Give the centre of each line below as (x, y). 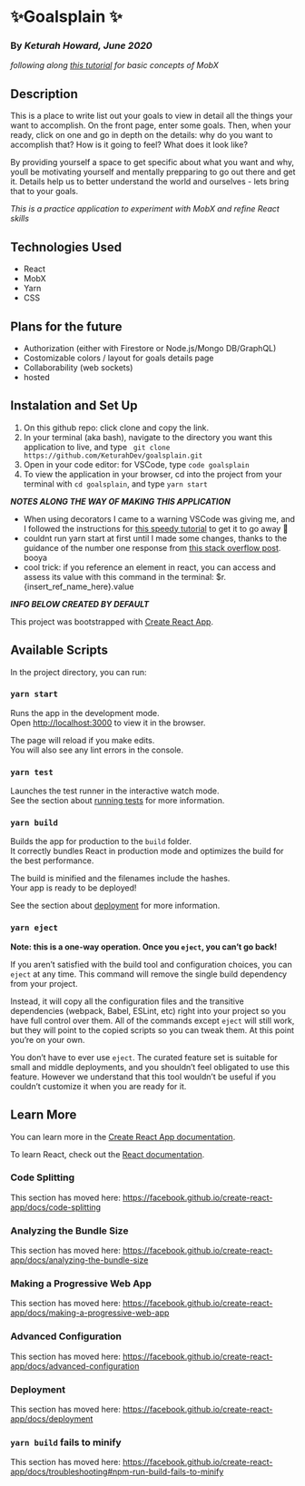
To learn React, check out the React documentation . (108, 1154)
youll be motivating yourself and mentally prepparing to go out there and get (153, 172)
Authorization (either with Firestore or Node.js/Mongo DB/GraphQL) (150, 348)
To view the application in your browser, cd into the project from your (152, 474)
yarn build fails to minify (66, 1442)
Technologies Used (66, 247)
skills (20, 219)
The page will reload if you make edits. (83, 740)
